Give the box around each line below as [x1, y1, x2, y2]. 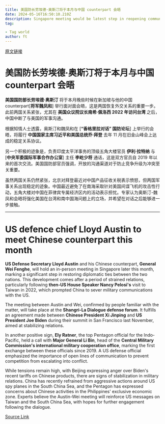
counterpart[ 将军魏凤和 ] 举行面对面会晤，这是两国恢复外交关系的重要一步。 [5, 103, 158, 108]
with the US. [5, 292, 30, 298]
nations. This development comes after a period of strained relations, [5, 276, 145, 282]
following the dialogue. [5, 404, 52, 410]
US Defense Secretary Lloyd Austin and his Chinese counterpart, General [5, 261, 156, 266]
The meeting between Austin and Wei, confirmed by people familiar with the [5, 301, 159, 307]
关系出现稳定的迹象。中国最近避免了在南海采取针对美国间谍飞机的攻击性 [9, 183, 156, 189]
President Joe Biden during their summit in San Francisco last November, [5, 317, 154, 323]
